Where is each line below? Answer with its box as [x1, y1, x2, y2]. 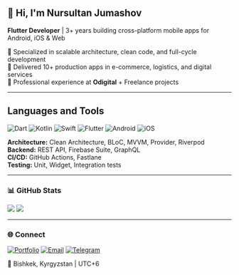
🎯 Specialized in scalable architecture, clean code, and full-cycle [7, 47, 197, 56]
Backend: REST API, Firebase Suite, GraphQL [7, 145, 141, 154]
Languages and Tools [7, 105, 105, 118]
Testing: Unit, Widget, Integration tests [7, 160, 122, 169]
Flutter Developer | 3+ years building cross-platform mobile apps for [7, 26, 210, 34]
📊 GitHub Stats [7, 185, 62, 195]
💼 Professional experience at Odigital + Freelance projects [7, 78, 179, 86]
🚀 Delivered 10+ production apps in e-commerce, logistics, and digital [7, 62, 212, 71]
